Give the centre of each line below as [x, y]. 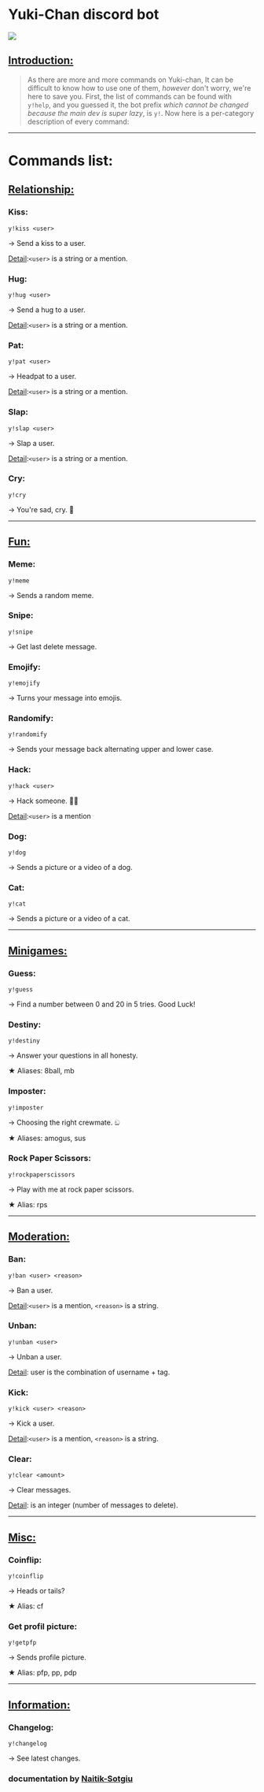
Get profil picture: [42, 1627]
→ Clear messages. [40, 1490]
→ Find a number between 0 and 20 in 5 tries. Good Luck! [102, 1004]
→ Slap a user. [31, 443]
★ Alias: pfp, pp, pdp [42, 1673]
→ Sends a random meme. [51, 595]
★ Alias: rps [28, 1204]
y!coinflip [26, 1576]
